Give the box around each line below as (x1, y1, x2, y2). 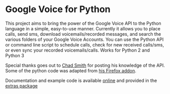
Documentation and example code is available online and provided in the (5, 77, 157, 83)
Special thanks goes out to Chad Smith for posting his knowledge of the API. (5, 62, 165, 68)
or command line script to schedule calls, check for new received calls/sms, (5, 41, 164, 48)
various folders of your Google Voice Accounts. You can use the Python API (5, 36, 164, 42)
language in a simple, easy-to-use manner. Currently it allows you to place (5, 25, 161, 31)
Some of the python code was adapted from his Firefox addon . (5, 67, 137, 74)
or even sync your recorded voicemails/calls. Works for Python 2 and (5, 47, 150, 53)
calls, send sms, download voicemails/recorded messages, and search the (5, 31, 161, 37)
